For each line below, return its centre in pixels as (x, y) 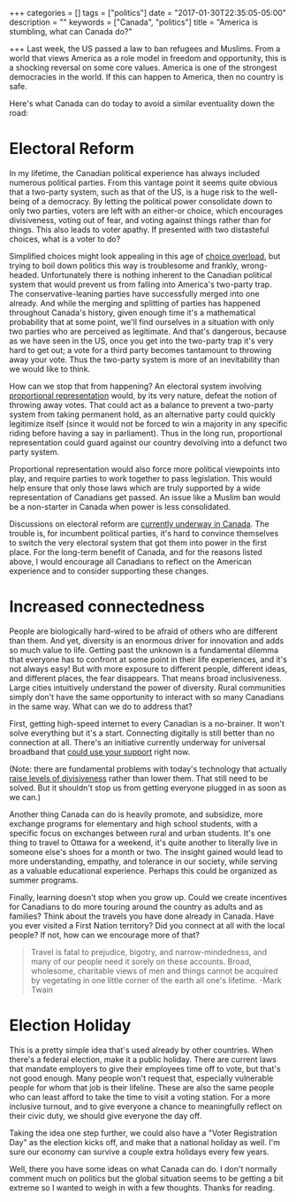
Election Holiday (70, 1025)
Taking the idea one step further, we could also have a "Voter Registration (144, 1133)
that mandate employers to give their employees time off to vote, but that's (145, 1068)
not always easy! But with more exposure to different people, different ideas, (148, 668)
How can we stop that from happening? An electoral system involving (136, 386)
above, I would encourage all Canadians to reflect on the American (130, 561)
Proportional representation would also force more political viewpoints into (144, 469)
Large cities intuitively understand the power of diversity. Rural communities (148, 687)
